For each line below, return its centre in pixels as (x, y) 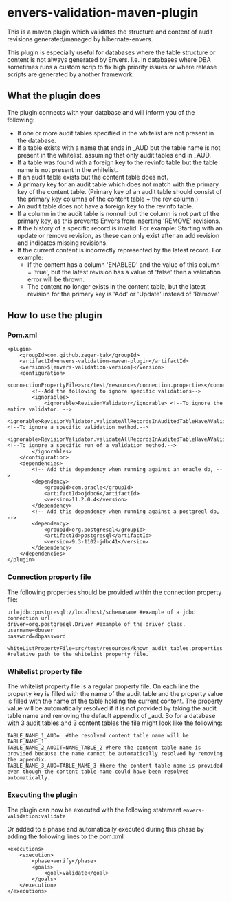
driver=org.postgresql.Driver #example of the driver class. (97, 624)
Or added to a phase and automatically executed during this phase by (106, 829)
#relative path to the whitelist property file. (78, 654)
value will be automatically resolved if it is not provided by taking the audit (112, 708)
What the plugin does (54, 96)
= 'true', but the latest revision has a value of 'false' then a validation (124, 272)
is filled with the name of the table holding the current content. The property (115, 701)
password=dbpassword (37, 636)
